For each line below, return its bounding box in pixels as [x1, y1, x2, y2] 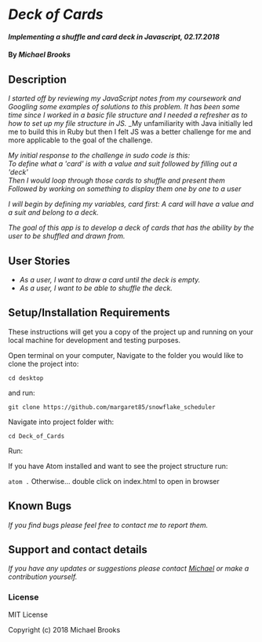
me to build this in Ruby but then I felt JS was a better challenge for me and [8, 127, 252, 137]
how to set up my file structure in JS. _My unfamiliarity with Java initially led [8, 119, 253, 128]
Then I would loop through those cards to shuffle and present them [8, 175, 225, 186]
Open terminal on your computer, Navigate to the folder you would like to [8, 350, 244, 360]
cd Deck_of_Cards [8, 432, 65, 440]
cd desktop [8, 374, 44, 382]
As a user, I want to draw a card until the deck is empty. [19, 275, 201, 284]
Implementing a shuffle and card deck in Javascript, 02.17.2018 [8, 31, 220, 41]
